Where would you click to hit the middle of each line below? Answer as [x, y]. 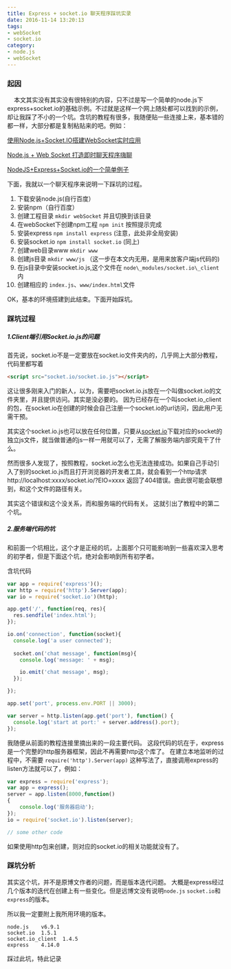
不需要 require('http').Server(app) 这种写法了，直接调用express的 [122, 760]
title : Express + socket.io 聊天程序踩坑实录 [69, 13]
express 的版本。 [30, 899]
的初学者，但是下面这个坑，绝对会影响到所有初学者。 [82, 556]
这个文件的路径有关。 [55, 488]
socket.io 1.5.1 [32, 933]
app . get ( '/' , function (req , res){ [57, 609]
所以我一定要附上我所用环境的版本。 [58, 914]
